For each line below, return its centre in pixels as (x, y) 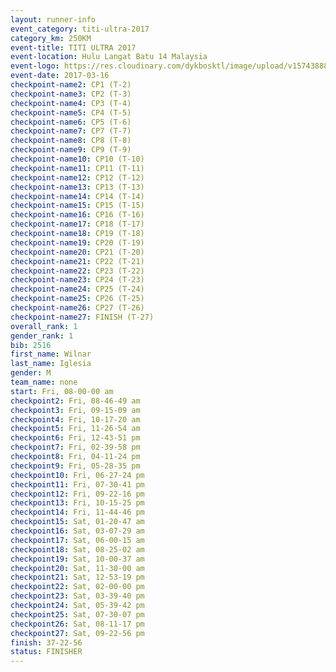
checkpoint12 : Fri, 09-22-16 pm (77, 494)
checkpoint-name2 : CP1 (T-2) (71, 85)
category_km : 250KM (51, 38)
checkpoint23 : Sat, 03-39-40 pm (77, 596)
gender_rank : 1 (42, 336)
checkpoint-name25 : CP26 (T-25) (77, 299)
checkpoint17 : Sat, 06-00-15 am (77, 540)
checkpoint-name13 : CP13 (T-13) (77, 187)
